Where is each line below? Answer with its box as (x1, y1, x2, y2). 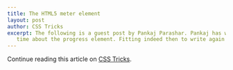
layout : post (7, 17, 45, 24)
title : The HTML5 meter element (7, 10, 101, 17)
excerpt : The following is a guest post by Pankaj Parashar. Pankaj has (7, 29, 222, 37)
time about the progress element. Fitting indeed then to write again (16, 36, 225, 43)
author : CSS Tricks (7, 23, 64, 30)
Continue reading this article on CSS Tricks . (7, 55, 132, 63)
